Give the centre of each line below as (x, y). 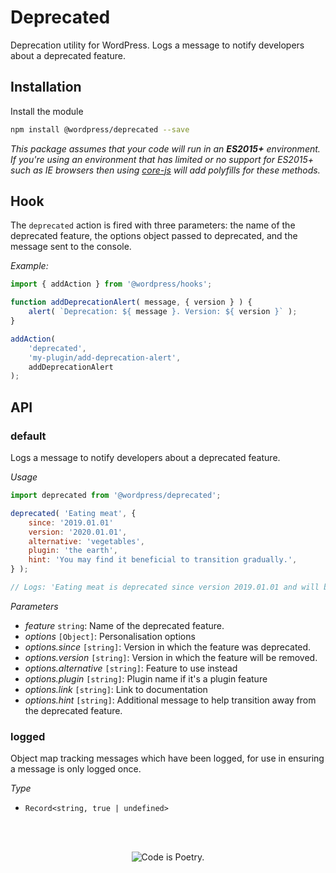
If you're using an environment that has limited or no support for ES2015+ (162, 159)
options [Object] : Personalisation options (110, 636)
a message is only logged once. (76, 769)
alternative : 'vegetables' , (86, 541)
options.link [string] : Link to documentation (116, 689)
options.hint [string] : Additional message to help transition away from (170, 700)
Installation (46, 87)
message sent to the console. (71, 247)
